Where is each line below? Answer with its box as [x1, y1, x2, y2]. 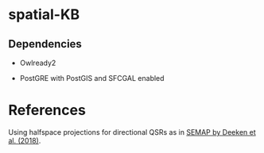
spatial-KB [8, 6, 80, 24]
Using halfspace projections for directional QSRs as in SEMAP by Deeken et [8, 127, 256, 136]
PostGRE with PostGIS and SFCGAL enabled [19, 74, 165, 82]
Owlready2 [19, 58, 56, 67]
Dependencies [8, 37, 82, 51]
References [8, 101, 86, 120]
